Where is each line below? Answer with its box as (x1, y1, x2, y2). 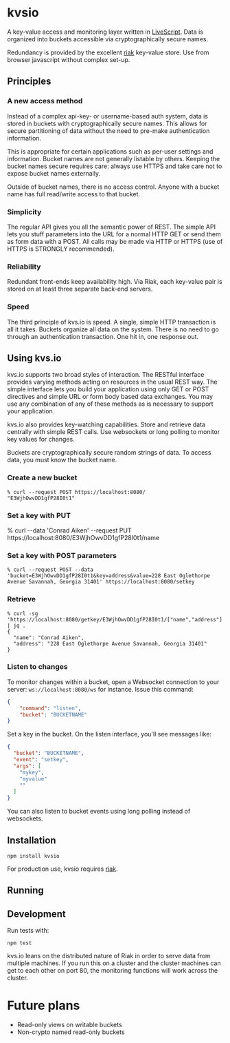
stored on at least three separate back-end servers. (7, 285, 153, 293)
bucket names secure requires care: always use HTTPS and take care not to (7, 162, 222, 170)
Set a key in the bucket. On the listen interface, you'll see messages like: (7, 730, 211, 739)
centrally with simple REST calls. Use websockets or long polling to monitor (7, 428, 220, 436)
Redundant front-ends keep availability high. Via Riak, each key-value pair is (7, 278, 222, 286)
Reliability (7, 262, 41, 271)
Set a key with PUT (7, 510, 71, 520)
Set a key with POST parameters (7, 550, 117, 560)
